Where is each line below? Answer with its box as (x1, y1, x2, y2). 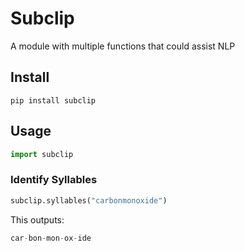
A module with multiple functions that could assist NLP (10, 40, 236, 52)
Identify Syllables (10, 173, 98, 187)
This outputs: (10, 213, 65, 226)
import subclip (10, 149, 74, 159)
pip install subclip (10, 95, 97, 106)
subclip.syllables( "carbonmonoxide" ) (10, 195, 168, 206)
